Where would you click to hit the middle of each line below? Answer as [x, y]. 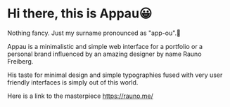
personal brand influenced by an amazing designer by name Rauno [104, 54]
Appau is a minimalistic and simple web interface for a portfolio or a [105, 46]
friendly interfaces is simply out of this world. [73, 82]
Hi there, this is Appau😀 [80, 14]
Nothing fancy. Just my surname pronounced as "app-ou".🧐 [94, 33]
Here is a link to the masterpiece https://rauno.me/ [80, 96]
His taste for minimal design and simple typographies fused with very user [115, 75]
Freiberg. [20, 61]
